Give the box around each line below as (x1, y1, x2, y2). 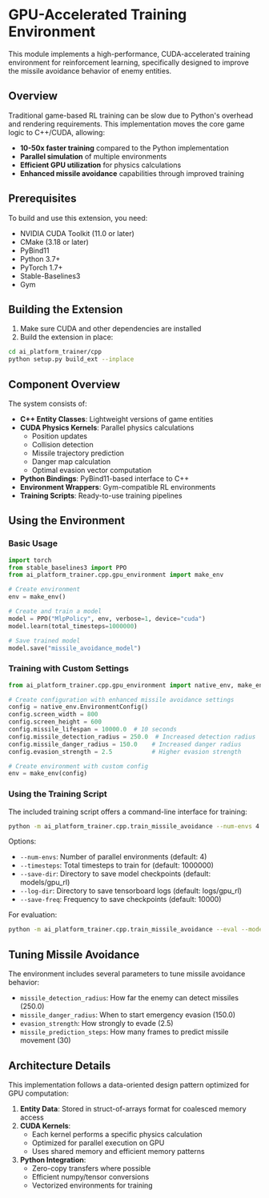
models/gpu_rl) (19, 878, 70, 887)
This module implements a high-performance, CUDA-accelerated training (8, 49, 251, 58)
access (19, 1112, 44, 1122)
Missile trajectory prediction (31, 448, 125, 458)
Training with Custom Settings (8, 663, 130, 674)
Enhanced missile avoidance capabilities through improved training (19, 168, 244, 178)
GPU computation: (8, 1088, 70, 1098)
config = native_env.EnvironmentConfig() (8, 703, 149, 711)
